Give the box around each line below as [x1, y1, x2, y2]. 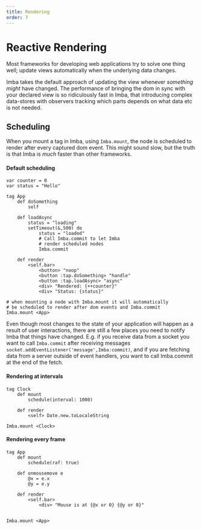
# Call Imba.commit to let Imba [38, 236, 120, 242]
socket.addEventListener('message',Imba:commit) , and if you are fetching [6, 346, 190, 353]
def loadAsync [17, 215, 53, 221]
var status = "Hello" [6, 183, 61, 189]
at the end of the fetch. [6, 359, 63, 366]
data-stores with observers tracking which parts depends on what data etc [6, 98, 193, 105]
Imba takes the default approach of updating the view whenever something [6, 78, 193, 86]
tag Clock [6, 386, 31, 392]
